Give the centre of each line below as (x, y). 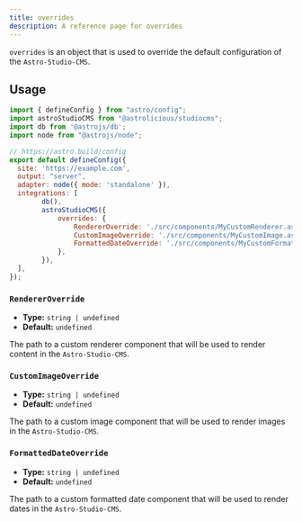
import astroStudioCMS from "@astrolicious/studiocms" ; (116, 119)
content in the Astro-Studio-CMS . (70, 354)
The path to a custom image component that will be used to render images (147, 422)
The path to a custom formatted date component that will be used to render (149, 499)
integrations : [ (48, 193)
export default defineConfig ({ (68, 160)
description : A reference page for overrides (96, 26)
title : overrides (42, 18)
